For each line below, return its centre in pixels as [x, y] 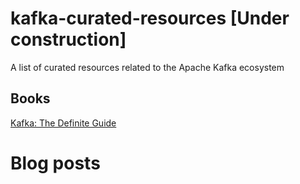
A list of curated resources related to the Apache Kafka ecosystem [147, 67]
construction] [68, 39]
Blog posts [55, 163]
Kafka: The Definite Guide [63, 123]
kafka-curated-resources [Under [150, 18]
